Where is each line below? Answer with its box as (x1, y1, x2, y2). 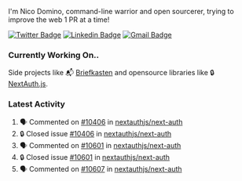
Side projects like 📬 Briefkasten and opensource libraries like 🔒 (8, 68, 214, 78)
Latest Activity (8, 99, 65, 110)
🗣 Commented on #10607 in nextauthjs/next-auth (19, 164, 182, 173)
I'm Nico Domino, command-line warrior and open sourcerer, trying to (8, 7, 234, 16)
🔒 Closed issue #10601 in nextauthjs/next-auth (19, 152, 170, 161)
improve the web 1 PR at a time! (8, 15, 110, 24)
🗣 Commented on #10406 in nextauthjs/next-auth (19, 117, 183, 126)
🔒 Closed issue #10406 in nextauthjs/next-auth (19, 129, 171, 138)
